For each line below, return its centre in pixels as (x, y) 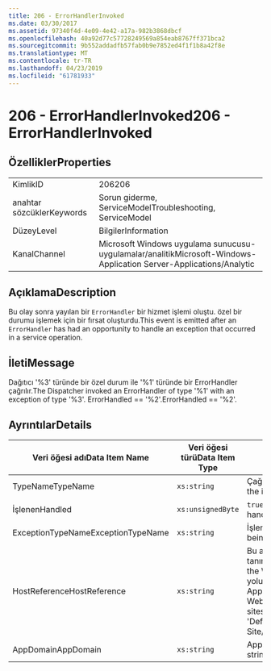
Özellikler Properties (60, 163)
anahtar (27, 202)
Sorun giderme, (128, 197)
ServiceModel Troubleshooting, (157, 207)
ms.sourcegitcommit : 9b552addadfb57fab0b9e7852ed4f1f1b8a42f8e (117, 46)
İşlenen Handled (42, 510)
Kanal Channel (39, 253)
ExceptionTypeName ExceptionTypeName (91, 533)
